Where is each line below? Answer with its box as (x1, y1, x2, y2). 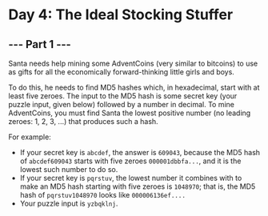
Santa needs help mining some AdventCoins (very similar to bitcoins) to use (8, 58, 258, 68)
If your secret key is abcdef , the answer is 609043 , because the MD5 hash (19, 148, 261, 157)
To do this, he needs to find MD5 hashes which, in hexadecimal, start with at (8, 82, 260, 92)
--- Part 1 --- (8, 38, 72, 51)
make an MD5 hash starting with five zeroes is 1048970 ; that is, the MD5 (19, 182, 256, 191)
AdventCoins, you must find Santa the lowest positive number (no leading (8, 108, 251, 118)
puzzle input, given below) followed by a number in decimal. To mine (8, 100, 234, 109)
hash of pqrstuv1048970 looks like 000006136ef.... (19, 190, 186, 199)
